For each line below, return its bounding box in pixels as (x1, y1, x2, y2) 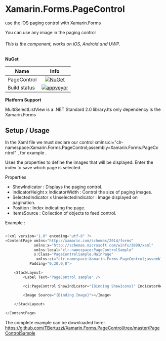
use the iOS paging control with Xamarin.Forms (5, 20, 101, 26)
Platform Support (5, 97, 41, 103)
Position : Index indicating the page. (12, 204, 85, 211)
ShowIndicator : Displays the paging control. (12, 184, 103, 190)
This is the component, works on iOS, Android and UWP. (5, 41, 121, 47)
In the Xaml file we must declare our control (5, 139, 94, 145)
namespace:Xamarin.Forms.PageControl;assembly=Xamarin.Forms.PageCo (5, 145, 159, 150)
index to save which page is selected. (5, 164, 82, 170)
